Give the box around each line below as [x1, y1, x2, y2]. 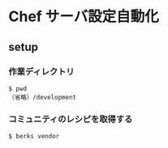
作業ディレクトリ [8, 66, 75, 77]
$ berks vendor [8, 133, 60, 141]
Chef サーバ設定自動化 [8, 7, 160, 26]
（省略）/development [8, 93, 77, 101]
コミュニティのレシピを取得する [8, 113, 133, 125]
